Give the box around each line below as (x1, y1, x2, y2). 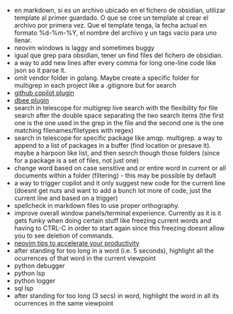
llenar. (13, 36, 33, 45)
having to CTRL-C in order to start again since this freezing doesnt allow (13, 224, 225, 232)
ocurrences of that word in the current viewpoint (13, 254, 156, 262)
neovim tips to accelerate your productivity (13, 239, 140, 247)
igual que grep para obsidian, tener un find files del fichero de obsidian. (13, 51, 223, 59)
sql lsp (13, 284, 34, 292)
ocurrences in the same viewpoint (13, 299, 113, 307)
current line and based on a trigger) (13, 194, 118, 202)
